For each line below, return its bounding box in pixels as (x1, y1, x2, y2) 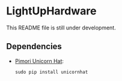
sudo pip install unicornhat (14, 69, 88, 75)
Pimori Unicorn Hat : (14, 57, 64, 64)
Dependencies (6, 41, 62, 52)
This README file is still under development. (6, 24, 116, 31)
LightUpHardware (6, 4, 97, 18)
